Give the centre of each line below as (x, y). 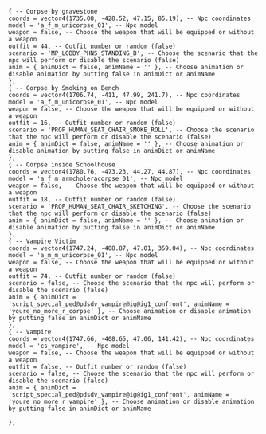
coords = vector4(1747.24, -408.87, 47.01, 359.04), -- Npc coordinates (131, 248)
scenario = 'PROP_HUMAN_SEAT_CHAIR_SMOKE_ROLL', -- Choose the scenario (131, 130)
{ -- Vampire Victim (43, 241)
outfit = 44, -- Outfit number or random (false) (92, 46)
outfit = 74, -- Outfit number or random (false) (92, 276)
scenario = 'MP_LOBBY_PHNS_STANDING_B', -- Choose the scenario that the (133, 53)
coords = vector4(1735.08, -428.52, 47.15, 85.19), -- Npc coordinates (129, 18)
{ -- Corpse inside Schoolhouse (62, 165)
